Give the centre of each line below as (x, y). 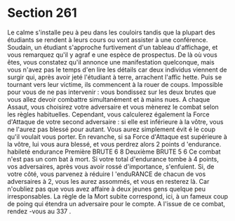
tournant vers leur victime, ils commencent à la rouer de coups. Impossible (115, 84)
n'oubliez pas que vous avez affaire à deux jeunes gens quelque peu (106, 189)
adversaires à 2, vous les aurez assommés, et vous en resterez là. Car (108, 181)
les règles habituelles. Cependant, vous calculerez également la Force (108, 114)
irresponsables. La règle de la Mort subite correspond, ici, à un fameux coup (118, 196)
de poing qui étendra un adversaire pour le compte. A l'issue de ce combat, (116, 203)
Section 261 (42, 13)
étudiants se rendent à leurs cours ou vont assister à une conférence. (108, 39)
